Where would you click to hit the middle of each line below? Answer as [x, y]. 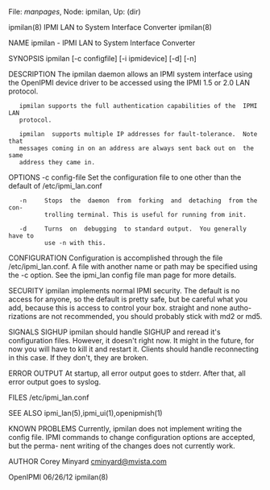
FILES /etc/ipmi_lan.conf [49, 397]
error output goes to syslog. [55, 382]
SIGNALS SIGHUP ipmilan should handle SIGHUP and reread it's [114, 332]
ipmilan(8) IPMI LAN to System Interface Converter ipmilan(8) [110, 27]
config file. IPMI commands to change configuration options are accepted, [132, 437]
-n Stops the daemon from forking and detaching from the [138, 201]
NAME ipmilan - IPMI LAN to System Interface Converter [102, 43]
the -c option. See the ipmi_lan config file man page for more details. [123, 275]
